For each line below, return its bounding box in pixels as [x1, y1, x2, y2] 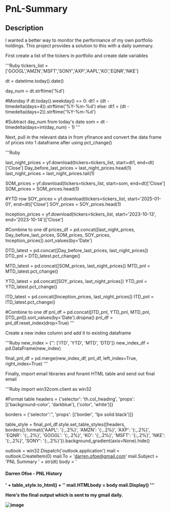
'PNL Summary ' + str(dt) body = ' [5, 459, 77, 465]
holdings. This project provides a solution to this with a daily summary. [5, 43, 154, 49]
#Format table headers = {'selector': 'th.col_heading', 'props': [5, 396, 135, 402]
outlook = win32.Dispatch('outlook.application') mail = [5, 448, 120, 453]
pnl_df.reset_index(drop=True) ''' [5, 320, 75, 326]
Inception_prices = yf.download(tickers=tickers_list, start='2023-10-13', [5, 211, 156, 217]
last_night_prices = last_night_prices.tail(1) [5, 170, 95, 176]
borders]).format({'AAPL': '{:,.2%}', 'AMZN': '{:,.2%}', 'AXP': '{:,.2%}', [5, 427, 150, 433]
